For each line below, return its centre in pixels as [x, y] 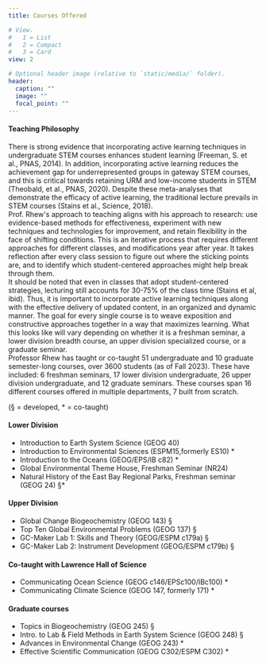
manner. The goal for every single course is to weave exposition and [120, 316]
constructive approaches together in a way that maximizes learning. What [129, 324]
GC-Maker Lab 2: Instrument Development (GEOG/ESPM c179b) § [127, 546]
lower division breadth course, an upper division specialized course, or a [127, 341]
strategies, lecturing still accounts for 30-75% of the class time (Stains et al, [132, 290]
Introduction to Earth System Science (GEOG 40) [100, 443]
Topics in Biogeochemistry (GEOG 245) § [87, 626]
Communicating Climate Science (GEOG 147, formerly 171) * [117, 591]
